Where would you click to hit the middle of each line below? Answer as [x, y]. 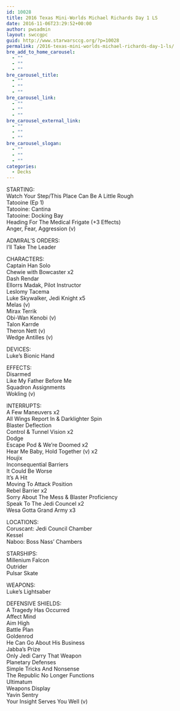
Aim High [18, 623]
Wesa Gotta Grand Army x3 [41, 510]
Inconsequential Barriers [37, 465]
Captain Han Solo [29, 265]
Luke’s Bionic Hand [30, 356]
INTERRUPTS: [24, 406]
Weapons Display [29, 688]
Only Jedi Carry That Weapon [44, 656]
